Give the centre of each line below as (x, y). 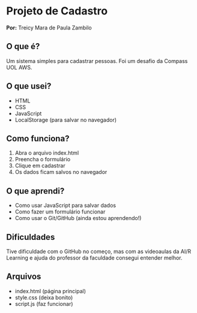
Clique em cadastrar (40, 165)
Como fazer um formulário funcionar (60, 212)
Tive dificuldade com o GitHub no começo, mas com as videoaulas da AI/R (99, 251)
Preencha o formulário (43, 159)
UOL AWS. (19, 67)
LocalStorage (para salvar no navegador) (66, 120)
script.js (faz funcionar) (44, 303)
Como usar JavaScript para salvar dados (65, 206)
